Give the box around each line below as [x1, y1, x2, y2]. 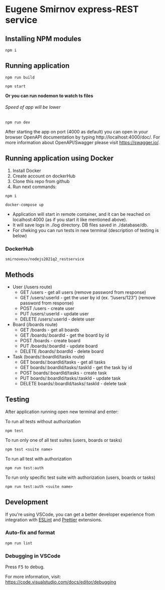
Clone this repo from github [12, 178, 70, 184]
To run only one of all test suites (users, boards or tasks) [5, 437, 122, 443]
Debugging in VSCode [5, 552, 61, 559]
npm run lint [5, 540, 33, 546]
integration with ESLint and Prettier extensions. [5, 517, 102, 523]
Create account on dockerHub [12, 173, 75, 179]
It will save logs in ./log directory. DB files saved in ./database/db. [12, 221, 148, 228]
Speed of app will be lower [5, 104, 61, 110]
